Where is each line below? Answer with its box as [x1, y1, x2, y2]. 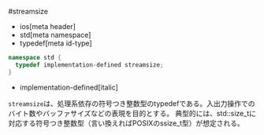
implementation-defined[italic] [19, 82, 118, 92]
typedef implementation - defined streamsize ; [15, 60, 164, 69]
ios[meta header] [19, 22, 76, 31]
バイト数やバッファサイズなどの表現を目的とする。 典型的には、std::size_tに [8, 108, 257, 118]
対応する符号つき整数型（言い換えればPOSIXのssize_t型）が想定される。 [8, 118, 244, 128]
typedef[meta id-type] [19, 38, 92, 48]
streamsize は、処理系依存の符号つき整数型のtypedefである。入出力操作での [8, 98, 255, 108]
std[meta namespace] [19, 31, 91, 39]
